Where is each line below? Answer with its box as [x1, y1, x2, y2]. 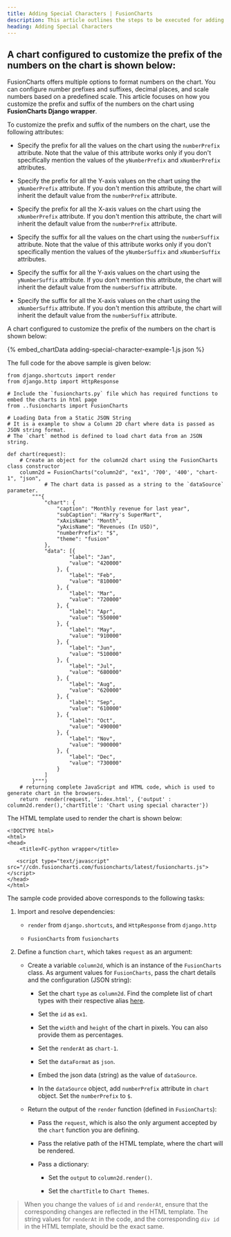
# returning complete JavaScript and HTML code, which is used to [19, 784, 215, 791]
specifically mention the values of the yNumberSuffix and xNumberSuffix [17, 248, 221, 256]
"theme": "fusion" [56, 535, 110, 543]
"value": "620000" [68, 687, 122, 694]
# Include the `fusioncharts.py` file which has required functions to [7, 390, 218, 398]
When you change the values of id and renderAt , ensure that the [24, 1200, 209, 1209]
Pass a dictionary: [37, 1160, 89, 1169]
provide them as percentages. [37, 1031, 124, 1039]
